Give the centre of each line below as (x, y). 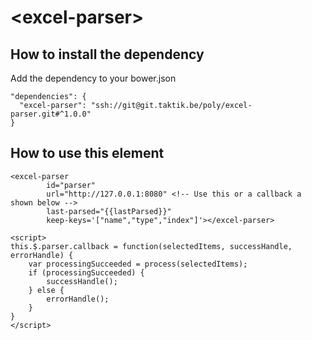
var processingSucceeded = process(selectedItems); (138, 264)
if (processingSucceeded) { (86, 272)
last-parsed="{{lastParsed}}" (109, 211)
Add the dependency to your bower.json (93, 78)
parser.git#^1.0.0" (51, 114)
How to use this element (87, 153)
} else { (46, 290)
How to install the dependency (107, 54)
